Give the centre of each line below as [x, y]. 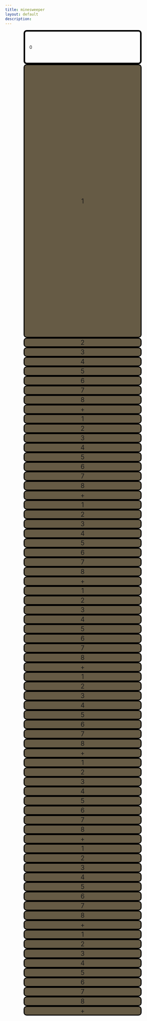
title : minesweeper [25, 10]
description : [18, 19]
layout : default [22, 14]
